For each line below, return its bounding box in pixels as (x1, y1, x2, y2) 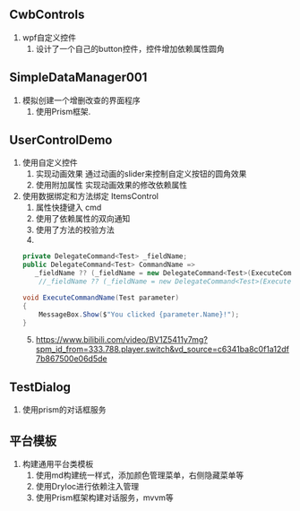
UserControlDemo (9, 133, 113, 148)
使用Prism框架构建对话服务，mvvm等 (35, 492, 175, 503)
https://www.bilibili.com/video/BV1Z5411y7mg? (35, 334, 209, 345)
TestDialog (9, 379, 72, 394)
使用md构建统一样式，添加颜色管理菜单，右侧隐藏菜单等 (35, 470, 244, 481)
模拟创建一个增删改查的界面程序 (21, 94, 141, 106)
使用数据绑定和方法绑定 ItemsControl (21, 191, 159, 202)
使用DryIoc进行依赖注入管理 (35, 481, 140, 492)
